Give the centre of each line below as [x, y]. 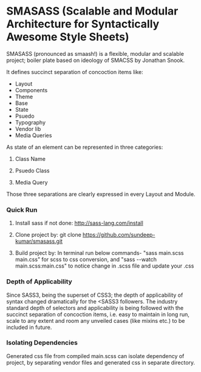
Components [31, 90]
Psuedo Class [32, 171]
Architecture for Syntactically [83, 24]
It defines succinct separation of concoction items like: [75, 72]
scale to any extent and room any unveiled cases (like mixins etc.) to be [96, 320]
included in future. [29, 327]
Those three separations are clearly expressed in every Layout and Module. [101, 194]
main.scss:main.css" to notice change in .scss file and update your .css [104, 266]
